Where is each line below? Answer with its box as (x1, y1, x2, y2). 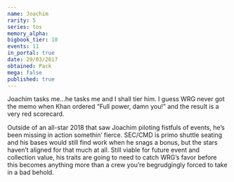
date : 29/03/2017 (7, 56, 58, 63)
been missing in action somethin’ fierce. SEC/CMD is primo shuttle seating (7, 131, 223, 139)
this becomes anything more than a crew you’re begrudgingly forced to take (7, 161, 228, 169)
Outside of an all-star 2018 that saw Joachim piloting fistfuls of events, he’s (7, 124, 225, 132)
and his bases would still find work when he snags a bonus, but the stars (7, 138, 218, 147)
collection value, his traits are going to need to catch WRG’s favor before (7, 153, 217, 162)
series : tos (7, 23, 42, 30)
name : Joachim (7, 10, 49, 18)
